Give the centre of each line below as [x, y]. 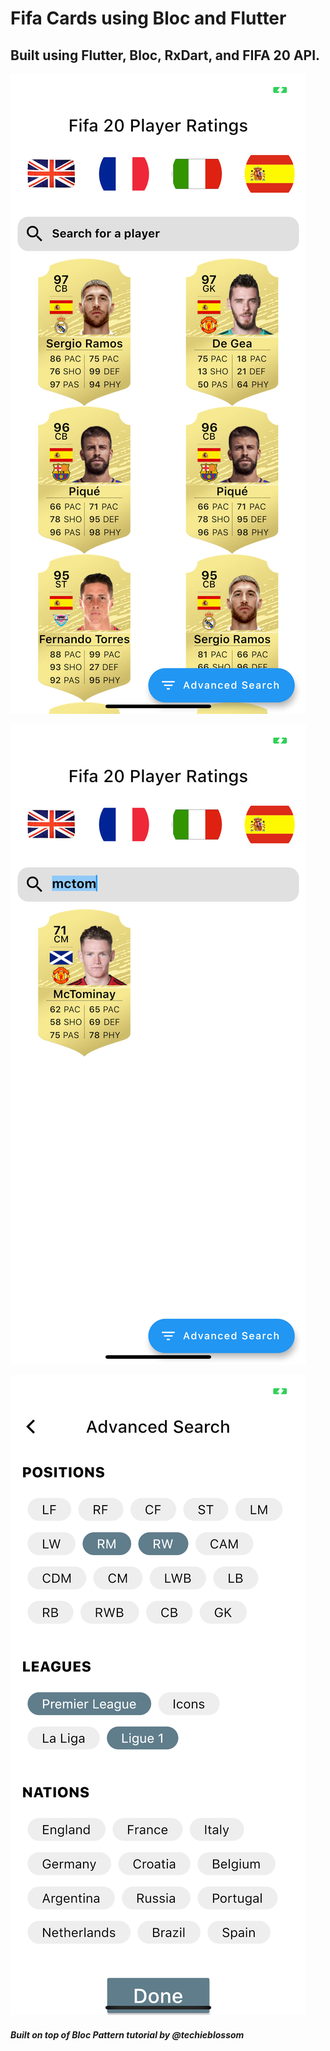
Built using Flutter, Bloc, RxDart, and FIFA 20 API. [165, 55]
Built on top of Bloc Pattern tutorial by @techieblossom [127, 2034]
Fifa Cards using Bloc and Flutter [148, 18]
